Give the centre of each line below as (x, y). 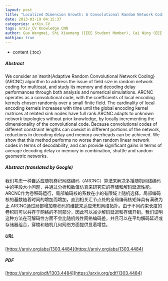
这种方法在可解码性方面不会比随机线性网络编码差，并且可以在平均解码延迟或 (84, 218)
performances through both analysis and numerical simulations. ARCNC (79, 92)
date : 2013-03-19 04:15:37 (33, 19)
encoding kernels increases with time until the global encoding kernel (77, 108)
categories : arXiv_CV (28, 24)
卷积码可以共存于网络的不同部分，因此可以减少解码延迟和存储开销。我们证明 (84, 212)
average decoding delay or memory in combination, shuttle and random (79, 150)
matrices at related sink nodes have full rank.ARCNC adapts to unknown (79, 113)
